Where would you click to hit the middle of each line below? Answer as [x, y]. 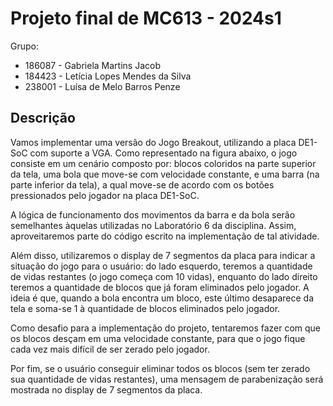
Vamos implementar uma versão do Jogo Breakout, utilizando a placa [153, 142]
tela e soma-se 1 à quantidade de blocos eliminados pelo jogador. [145, 308]
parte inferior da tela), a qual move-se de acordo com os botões [142, 184]
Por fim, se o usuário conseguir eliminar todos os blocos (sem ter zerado [160, 368]
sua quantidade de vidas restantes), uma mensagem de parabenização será [167, 379]
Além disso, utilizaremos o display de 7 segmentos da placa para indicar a [163, 255]
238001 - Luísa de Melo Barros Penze [102, 86]
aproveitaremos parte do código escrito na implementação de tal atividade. [165, 236]
